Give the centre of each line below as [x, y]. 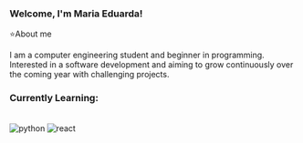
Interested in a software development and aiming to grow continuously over [151, 65]
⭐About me [31, 34]
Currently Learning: [54, 98]
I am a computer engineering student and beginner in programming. [137, 55]
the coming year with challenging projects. [89, 75]
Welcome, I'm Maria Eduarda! [76, 14]
